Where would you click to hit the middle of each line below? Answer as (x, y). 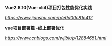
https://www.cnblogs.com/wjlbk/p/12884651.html (56, 38)
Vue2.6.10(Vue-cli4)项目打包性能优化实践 (49, 8)
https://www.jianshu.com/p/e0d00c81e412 (49, 18)
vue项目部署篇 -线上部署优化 (35, 28)
